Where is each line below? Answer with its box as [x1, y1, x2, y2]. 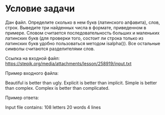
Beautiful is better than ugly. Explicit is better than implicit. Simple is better [5, 80, 158, 86]
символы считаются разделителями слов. [5, 46, 95, 52]
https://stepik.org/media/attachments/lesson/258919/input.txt [5, 60, 132, 66]
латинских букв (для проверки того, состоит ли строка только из [5, 35, 144, 41]
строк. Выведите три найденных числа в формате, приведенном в [5, 24, 147, 30]
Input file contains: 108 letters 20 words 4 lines [5, 104, 101, 110]
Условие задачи [5, 3, 75, 14]
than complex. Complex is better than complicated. [5, 85, 110, 91]
